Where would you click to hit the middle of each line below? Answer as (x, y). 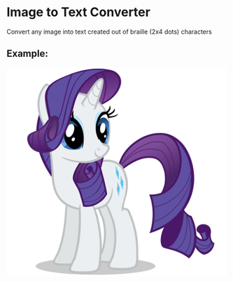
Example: (27, 54)
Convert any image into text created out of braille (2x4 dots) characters (110, 32)
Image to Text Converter (79, 12)
